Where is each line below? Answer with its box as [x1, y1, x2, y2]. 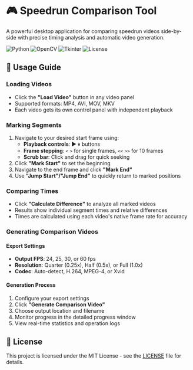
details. [6, 359, 24, 366]
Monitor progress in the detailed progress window [14, 313, 137, 320]
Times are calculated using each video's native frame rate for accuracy [14, 213, 188, 220]
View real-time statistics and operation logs [14, 319, 121, 327]
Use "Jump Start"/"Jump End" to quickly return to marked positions [14, 172, 181, 179]
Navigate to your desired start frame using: [14, 134, 119, 141]
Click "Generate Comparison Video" [14, 301, 105, 308]
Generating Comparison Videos [6, 228, 99, 236]
